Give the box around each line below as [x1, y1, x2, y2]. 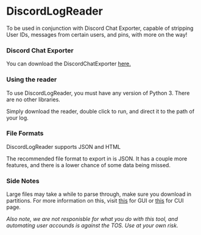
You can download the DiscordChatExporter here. [6, 60, 131, 68]
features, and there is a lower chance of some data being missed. [6, 161, 171, 168]
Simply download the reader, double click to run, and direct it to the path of [6, 107, 195, 115]
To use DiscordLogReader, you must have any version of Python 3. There [6, 89, 190, 96]
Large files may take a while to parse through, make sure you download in [6, 190, 192, 198]
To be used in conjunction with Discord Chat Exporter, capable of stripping [6, 24, 194, 32]
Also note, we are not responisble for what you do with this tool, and [6, 215, 178, 223]
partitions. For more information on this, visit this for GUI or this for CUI [6, 197, 184, 204]
